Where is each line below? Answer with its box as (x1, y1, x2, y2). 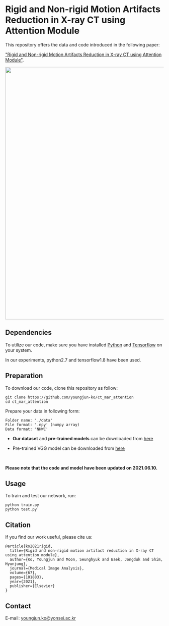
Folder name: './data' (5, 418, 53, 423)
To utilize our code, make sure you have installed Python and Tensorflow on (5, 342, 162, 348)
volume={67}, (10, 570, 37, 576)
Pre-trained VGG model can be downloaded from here (12, 445, 125, 451)
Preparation (5, 372, 43, 380)
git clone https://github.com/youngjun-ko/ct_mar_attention (5, 395, 134, 400)
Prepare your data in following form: (5, 408, 80, 414)
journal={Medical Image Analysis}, (10, 566, 84, 571)
